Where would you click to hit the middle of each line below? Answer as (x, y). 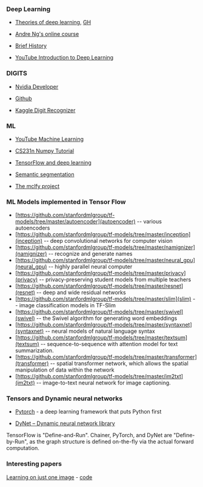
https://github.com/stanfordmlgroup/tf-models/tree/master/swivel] (100, 312)
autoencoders (32, 228)
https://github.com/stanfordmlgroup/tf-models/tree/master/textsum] (102, 338)
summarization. (34, 350)
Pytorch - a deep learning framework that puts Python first (88, 412)
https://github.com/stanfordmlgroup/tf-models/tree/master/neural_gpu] (106, 261)
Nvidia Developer (37, 86)
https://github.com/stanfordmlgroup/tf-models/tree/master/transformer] (107, 357)
